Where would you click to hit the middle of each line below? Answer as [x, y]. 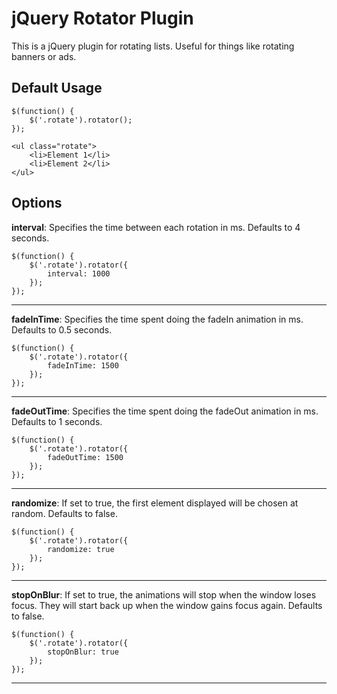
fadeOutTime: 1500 [85, 457]
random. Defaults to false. [64, 513]
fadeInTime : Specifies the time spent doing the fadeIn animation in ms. [157, 319]
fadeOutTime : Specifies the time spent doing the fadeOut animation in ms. [165, 411]
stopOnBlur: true [83, 652]
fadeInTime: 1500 [83, 365]
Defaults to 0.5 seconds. [62, 329]
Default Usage [57, 88]
